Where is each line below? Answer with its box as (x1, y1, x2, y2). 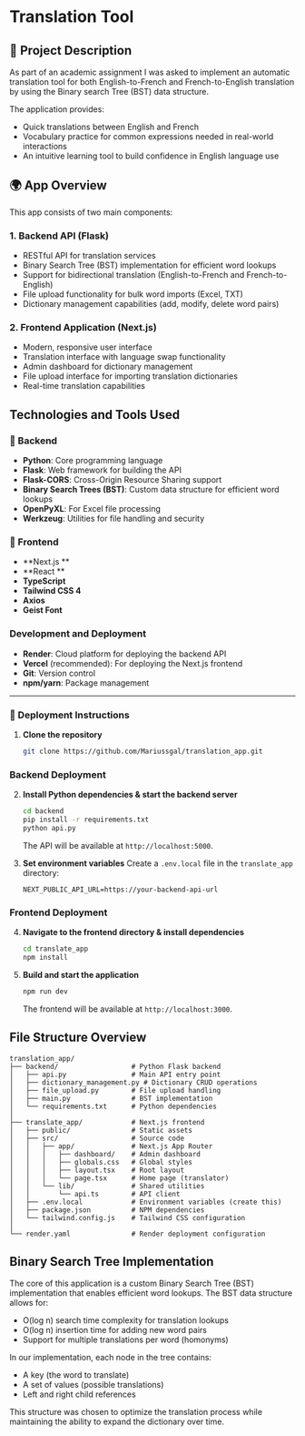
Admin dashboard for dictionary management (22, 362, 193, 372)
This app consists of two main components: (9, 207, 173, 218)
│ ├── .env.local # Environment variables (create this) (9, 1197, 282, 1207)
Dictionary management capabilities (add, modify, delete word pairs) (22, 299, 280, 310)
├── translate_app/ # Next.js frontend (9, 1117, 205, 1126)
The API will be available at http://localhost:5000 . (22, 840, 213, 850)
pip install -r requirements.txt (22, 815, 150, 825)
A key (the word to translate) (22, 1370, 130, 1380)
